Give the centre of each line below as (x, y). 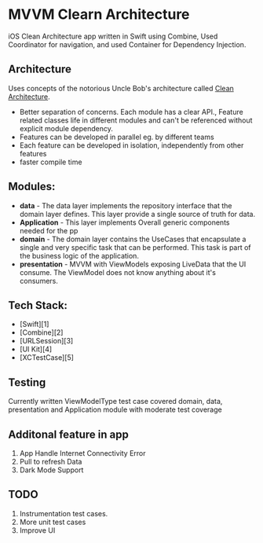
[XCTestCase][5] (47, 358)
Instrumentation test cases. (64, 513)
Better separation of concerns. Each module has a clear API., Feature (131, 112)
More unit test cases (53, 522)
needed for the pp (49, 230)
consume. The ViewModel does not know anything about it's (117, 272)
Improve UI (37, 530)
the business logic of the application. (79, 255)
